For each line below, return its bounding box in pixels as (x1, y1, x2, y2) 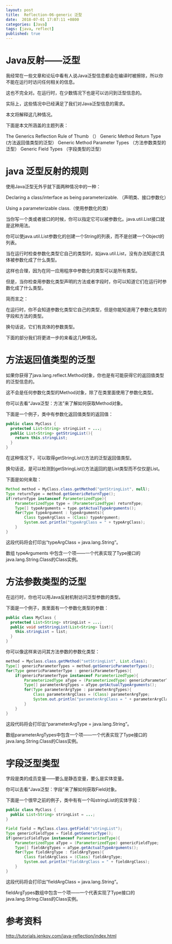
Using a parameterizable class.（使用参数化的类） (6, 205, 111, 211)
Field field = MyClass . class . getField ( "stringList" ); (6, 826, 123, 831)
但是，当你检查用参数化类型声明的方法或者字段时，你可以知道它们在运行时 (6, 278, 162, 285)
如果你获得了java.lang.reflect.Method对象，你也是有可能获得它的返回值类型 (6, 372, 165, 378)
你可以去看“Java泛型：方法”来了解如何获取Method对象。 (6, 400, 126, 406)
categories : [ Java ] (6, 21, 47, 27)
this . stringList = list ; (15, 629, 68, 634)
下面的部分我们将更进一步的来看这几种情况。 (6, 335, 100, 341)
